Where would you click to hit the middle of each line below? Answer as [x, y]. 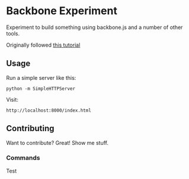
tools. [13, 33]
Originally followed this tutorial [43, 45]
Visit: [12, 99]
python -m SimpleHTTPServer [41, 89]
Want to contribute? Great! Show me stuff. [57, 142]
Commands [23, 158]
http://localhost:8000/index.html [49, 110]
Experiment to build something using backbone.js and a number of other [94, 27]
